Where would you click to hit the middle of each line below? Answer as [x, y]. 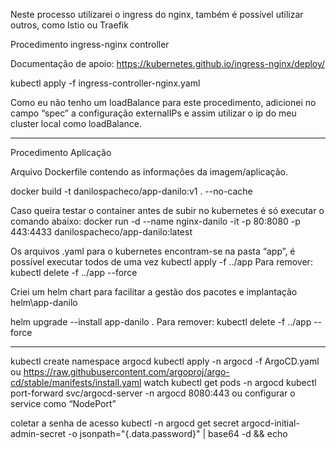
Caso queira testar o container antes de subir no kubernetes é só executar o [167, 210]
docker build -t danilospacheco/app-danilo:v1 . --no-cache [131, 191]
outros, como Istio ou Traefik [69, 25]
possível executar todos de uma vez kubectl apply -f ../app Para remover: [161, 262]
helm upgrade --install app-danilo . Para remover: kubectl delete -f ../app [161, 322]
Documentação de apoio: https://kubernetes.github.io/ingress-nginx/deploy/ [168, 63]
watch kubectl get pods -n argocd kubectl [230, 382]
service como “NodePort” [63, 403]
